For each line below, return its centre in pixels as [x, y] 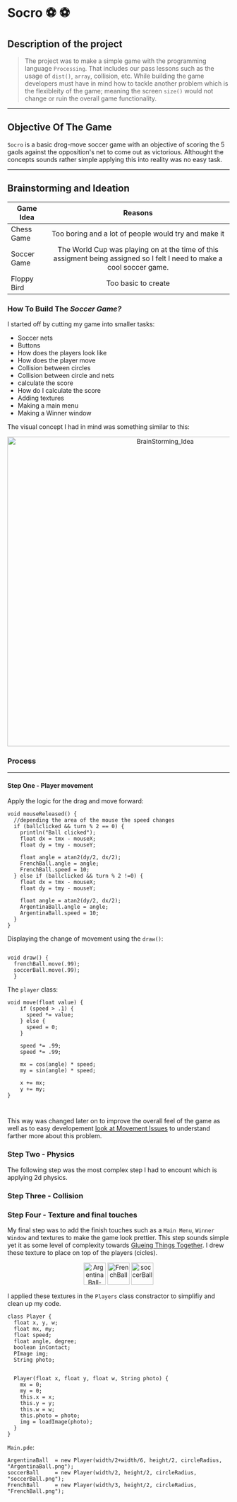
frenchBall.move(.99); [47, 964]
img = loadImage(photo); [56, 1422]
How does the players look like [62, 352]
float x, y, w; [36, 1323]
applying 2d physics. [38, 1177]
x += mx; [33, 1083]
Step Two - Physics [41, 1154]
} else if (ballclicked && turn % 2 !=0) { [78, 876]
